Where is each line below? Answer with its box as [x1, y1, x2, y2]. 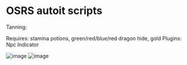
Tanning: [6, 23, 27, 30]
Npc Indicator [6, 41, 39, 48]
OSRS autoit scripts [6, 4, 103, 18]
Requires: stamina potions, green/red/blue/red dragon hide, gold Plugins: [6, 35, 182, 42]
